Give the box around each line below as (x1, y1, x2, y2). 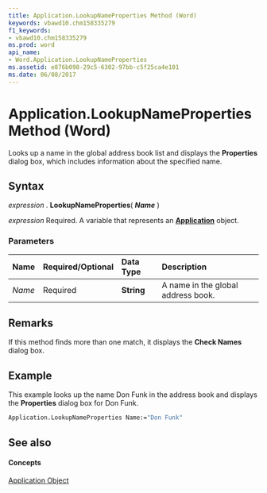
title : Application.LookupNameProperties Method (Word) (8, 11, 197, 20)
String (121, 284, 145, 295)
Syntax (8, 179, 44, 193)
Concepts (8, 458, 41, 468)
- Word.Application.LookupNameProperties (8, 56, 148, 64)
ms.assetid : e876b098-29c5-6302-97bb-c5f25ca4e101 (8, 64, 180, 71)
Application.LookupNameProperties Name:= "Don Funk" (8, 414, 183, 422)
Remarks (8, 317, 54, 330)
